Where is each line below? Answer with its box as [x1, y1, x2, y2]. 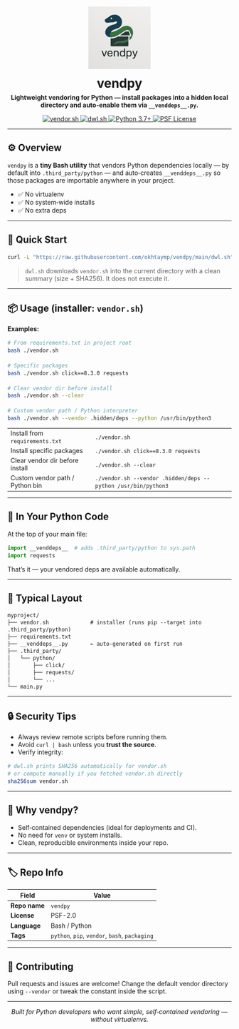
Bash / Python [51, 921, 92, 930]
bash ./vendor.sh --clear [7, 392, 84, 400]
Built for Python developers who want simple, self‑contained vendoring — [11, 1008, 228, 1016]
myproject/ [7, 612, 40, 619]
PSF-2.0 [51, 911, 77, 920]
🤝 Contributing [7, 960, 74, 973]
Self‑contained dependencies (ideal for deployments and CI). [17, 823, 197, 831]
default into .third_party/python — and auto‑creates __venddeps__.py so [7, 168, 221, 177]
